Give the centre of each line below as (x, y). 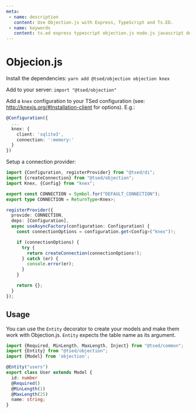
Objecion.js (34, 62)
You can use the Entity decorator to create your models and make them (93, 329)
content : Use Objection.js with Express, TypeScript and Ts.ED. (94, 22)
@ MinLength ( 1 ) (28, 389)
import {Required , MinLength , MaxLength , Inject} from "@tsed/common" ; (95, 346)
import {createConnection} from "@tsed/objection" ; (70, 178)
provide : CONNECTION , (38, 215)
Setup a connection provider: (41, 162)
